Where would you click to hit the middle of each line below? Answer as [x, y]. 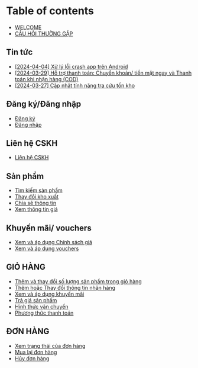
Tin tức [20, 52]
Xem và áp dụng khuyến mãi [49, 294]
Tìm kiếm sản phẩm [39, 190]
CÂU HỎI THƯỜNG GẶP [44, 33]
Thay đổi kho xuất [37, 197]
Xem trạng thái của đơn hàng [50, 345]
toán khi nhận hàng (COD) [46, 79]
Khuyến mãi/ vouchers [49, 228]
